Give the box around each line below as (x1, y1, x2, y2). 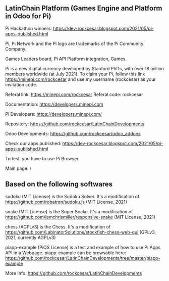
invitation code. (5, 81, 37, 87)
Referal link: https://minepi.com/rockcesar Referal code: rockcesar (5, 91, 143, 98)
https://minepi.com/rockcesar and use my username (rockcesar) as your (5, 76, 156, 82)
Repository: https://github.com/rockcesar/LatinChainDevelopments (5, 121, 145, 127)
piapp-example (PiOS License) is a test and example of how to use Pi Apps (5, 244, 161, 250)
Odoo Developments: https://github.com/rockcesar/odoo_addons (5, 130, 141, 136)
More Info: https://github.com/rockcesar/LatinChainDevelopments (5, 270, 142, 276)
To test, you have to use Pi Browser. (5, 155, 80, 161)
